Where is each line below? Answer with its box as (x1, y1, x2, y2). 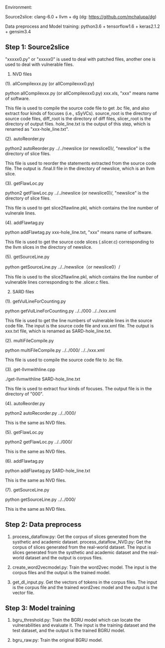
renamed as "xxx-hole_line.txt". (5, 126, 69, 132)
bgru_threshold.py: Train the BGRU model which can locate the (12, 617, 141, 623)
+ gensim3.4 (5, 29, 31, 34)
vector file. (12, 590, 35, 595)
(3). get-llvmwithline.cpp (5, 366, 55, 372)
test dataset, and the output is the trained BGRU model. (12, 628, 125, 634)
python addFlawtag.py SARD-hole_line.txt (5, 468, 91, 474)
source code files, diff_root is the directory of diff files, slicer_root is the (5, 115, 151, 121)
